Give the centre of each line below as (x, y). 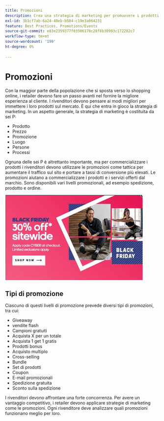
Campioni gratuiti (30, 331)
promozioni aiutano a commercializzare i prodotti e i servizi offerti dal (75, 178)
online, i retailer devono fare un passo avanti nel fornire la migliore (72, 95)
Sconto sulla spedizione (36, 388)
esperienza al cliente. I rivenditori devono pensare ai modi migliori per (76, 101)
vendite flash (25, 326)
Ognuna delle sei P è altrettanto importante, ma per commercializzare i (77, 162)
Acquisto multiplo (30, 352)
